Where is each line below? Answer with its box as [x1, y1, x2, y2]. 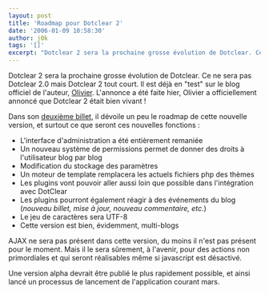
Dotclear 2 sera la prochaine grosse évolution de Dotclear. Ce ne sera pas [8, 71, 252, 80]
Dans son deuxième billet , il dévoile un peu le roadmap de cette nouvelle [8, 112, 247, 121]
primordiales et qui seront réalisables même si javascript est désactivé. [8, 253, 243, 262]
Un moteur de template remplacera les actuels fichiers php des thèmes [19, 169, 255, 179]
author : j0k [8, 34, 48, 42]
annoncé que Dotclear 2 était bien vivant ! [8, 97, 147, 105]
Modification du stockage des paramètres [19, 161, 159, 170]
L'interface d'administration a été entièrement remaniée [19, 136, 203, 145]
